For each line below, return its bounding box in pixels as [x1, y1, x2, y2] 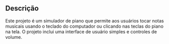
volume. [5, 34, 23, 40]
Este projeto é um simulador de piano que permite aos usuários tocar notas [5, 17, 164, 24]
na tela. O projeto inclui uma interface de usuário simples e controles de [5, 28, 157, 35]
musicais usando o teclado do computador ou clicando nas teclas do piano [5, 23, 164, 29]
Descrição [5, 4, 39, 13]
